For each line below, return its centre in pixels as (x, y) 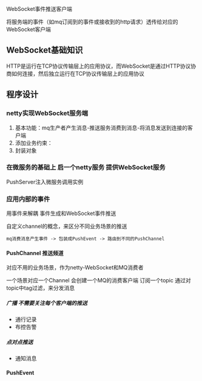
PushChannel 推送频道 (35, 253)
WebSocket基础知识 (45, 50)
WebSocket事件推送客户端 (39, 9)
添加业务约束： (34, 143)
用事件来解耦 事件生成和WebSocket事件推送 (61, 213)
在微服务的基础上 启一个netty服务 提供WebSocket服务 (86, 167)
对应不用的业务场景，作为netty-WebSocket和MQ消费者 (75, 268)
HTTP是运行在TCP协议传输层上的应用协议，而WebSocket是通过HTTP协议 (99, 66)
